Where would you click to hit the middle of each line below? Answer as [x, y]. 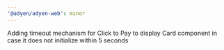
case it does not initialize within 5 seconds [68, 40]
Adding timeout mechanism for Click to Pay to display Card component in [112, 33]
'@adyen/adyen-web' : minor [46, 13]
